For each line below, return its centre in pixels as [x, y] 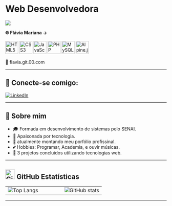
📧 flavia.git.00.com [25, 62]
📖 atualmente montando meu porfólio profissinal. [64, 142]
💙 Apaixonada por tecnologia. [44, 136]
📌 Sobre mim [26, 116]
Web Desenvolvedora [52, 9]
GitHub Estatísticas [48, 177]
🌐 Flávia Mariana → [26, 32]
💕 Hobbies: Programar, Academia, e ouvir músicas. [66, 147]
